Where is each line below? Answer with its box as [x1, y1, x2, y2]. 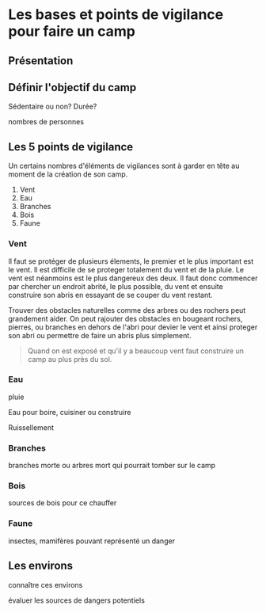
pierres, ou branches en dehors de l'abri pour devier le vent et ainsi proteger [8, 322, 258, 332]
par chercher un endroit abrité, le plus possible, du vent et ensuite [8, 281, 223, 291]
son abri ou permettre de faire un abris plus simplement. [8, 330, 192, 340]
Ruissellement [8, 422, 54, 432]
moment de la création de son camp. [8, 169, 128, 179]
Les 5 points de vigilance [8, 140, 134, 154]
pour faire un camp [8, 22, 136, 40]
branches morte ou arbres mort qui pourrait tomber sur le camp [8, 461, 216, 470]
